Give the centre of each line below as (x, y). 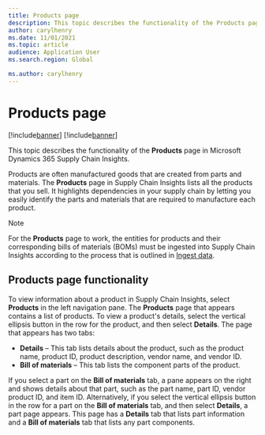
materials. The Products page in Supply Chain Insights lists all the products (131, 182)
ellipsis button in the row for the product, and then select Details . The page (130, 324)
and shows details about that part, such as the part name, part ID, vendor (127, 388)
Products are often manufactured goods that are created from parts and (125, 174)
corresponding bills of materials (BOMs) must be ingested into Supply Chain (132, 247)
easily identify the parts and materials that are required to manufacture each (132, 199)
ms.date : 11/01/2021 (42, 38)
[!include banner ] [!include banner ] (63, 134)
